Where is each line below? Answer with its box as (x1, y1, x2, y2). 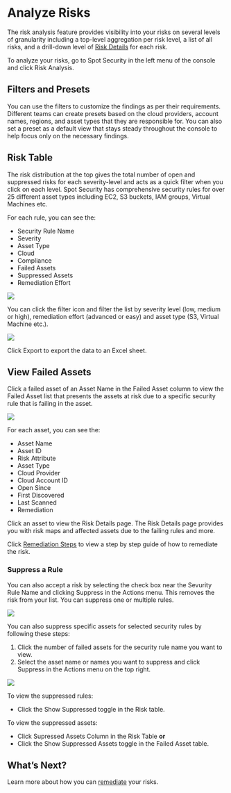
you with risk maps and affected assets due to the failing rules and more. (7, 527, 215, 535)
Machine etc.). (7, 320, 49, 328)
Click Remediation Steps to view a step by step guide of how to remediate (7, 540, 219, 548)
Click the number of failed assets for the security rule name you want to (17, 643, 223, 651)
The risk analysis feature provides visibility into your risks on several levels (7, 28, 221, 36)
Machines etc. (7, 199, 48, 208)
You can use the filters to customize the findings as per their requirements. (7, 102, 221, 111)
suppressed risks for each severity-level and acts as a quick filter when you (7, 177, 223, 186)
